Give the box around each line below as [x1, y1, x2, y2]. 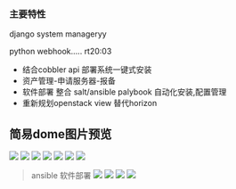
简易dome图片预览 [9, 127, 112, 142]
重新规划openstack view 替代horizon [21, 98, 158, 109]
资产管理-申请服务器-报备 [21, 76, 116, 86]
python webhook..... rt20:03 [9, 46, 112, 57]
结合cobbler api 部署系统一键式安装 [21, 64, 152, 75]
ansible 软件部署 [30, 170, 92, 181]
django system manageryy [9, 29, 107, 39]
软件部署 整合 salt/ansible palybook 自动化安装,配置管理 [21, 86, 227, 97]
